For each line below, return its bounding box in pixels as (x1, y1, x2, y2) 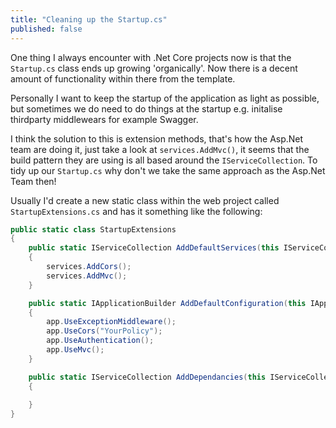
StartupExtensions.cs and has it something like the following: (10, 205, 263, 217)
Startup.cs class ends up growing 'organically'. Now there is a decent (10, 62, 298, 74)
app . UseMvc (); (46, 345, 105, 355)
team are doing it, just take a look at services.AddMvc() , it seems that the (10, 143, 310, 155)
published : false (10, 24, 83, 34)
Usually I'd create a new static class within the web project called (10, 194, 280, 206)
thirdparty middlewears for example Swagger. (10, 113, 199, 125)
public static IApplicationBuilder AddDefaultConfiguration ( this (28, 298, 307, 308)
